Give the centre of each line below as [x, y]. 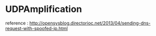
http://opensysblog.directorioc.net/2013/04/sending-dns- [90, 23]
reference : [17, 23]
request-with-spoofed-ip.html [36, 28]
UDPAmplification [44, 9]
